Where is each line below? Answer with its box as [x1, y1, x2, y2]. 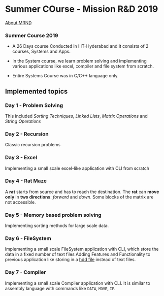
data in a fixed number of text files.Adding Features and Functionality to [5, 251, 151, 257]
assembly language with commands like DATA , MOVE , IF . [5, 285, 116, 291]
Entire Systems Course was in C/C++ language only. [12, 73, 119, 79]
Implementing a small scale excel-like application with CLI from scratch [5, 165, 149, 171]
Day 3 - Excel [5, 154, 37, 161]
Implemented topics [5, 87, 68, 96]
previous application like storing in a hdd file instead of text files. [5, 257, 136, 263]
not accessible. [5, 199, 36, 205]
